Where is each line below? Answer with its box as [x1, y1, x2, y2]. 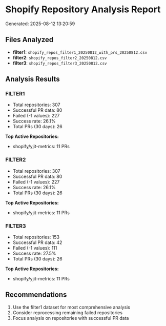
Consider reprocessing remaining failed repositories [12, 309, 123, 316]
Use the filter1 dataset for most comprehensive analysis [12, 304, 131, 310]
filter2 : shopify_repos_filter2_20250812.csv [12, 54, 107, 60]
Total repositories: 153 [12, 234, 60, 240]
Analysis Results [5, 75, 60, 84]
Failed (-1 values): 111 [12, 245, 57, 251]
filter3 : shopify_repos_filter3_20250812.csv [12, 60, 107, 66]
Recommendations [5, 291, 67, 299]
